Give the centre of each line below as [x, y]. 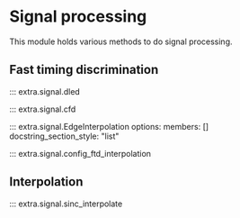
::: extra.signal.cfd [43, 109]
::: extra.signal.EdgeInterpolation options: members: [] [109, 126]
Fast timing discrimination [84, 70]
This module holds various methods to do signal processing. [121, 41]
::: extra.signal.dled [45, 91]
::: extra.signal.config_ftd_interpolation [80, 153]
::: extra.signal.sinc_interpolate [66, 204]
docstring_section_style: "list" [64, 136]
